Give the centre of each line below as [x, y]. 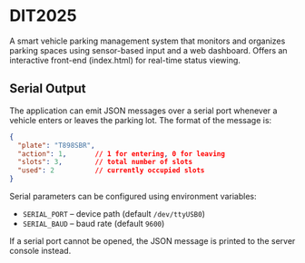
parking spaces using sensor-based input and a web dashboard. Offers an [148, 50]
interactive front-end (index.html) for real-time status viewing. [125, 60]
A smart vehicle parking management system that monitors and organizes [148, 41]
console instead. [40, 251]
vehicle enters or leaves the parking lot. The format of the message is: [141, 120]
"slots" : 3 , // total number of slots [105, 162]
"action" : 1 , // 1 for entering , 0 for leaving [121, 154]
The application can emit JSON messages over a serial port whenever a [143, 111]
